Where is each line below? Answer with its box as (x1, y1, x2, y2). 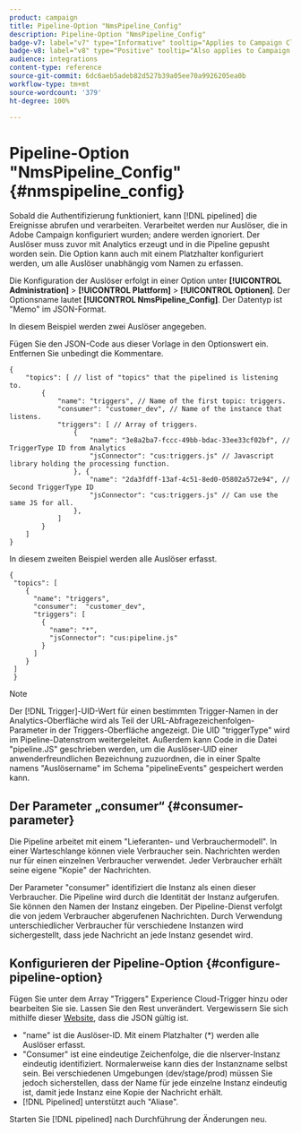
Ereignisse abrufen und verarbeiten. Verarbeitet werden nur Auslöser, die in (9, 220, 288, 231)
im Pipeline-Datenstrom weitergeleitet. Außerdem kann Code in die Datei (9, 734, 278, 745)
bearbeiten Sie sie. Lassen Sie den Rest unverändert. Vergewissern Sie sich (9, 1002, 288, 1013)
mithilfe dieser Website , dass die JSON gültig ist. (9, 1012, 189, 1023)
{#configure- (205, 956, 280, 971)
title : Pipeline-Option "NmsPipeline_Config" (9, 21, 182, 30)
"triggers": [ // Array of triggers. (56, 420, 199, 430)
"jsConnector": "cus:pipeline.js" (48, 633, 178, 643)
